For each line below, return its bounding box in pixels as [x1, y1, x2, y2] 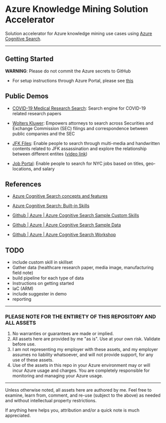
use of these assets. [12, 357, 54, 363]
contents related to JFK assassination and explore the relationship [12, 145, 147, 151]
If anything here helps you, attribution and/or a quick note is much [5, 407, 140, 413]
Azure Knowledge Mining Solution [5, 3, 148, 15]
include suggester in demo [12, 291, 67, 297]
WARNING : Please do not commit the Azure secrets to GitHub [5, 68, 131, 74]
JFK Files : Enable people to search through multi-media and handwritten [12, 140, 160, 146]
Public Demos [5, 92, 49, 100]
